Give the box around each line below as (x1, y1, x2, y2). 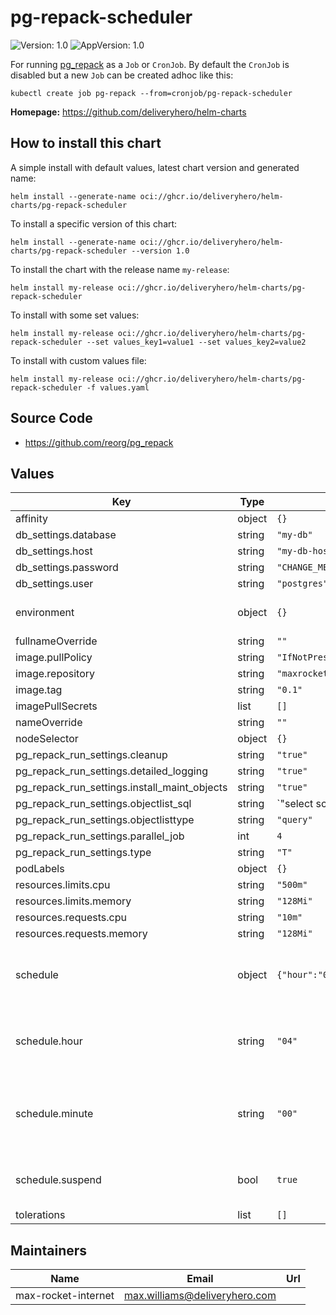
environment (15, 606, 75, 620)
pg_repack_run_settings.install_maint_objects (15, 781, 228, 795)
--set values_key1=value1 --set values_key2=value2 (86, 337, 307, 347)
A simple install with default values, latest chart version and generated (10, 161, 300, 173)
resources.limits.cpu (15, 878, 111, 892)
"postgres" (276, 578, 329, 590)
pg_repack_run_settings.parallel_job (15, 829, 185, 843)
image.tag (15, 683, 63, 697)
